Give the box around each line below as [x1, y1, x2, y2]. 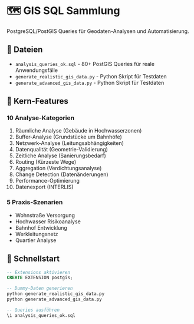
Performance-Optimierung [15, 177, 80, 184]
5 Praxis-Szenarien [6, 198, 63, 206]
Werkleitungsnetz [15, 230, 58, 237]
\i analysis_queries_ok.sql [6, 312, 76, 318]
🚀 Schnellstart [6, 254, 60, 264]
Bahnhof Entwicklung [15, 224, 67, 231]
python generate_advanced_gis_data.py [6, 296, 102, 303]
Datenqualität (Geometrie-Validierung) [15, 146, 108, 153]
